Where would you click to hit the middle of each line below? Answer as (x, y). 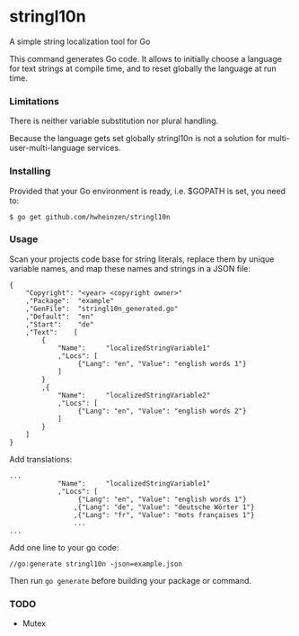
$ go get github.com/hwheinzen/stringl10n (90, 217)
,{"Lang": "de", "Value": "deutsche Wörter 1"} (164, 507)
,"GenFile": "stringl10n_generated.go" (102, 309)
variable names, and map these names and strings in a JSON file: (130, 268)
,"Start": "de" (60, 324)
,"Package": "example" (70, 300)
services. (104, 148)
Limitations (35, 101)
